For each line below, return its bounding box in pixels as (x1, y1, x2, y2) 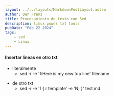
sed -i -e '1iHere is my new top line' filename (19, 70, 110, 76)
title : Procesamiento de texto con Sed (5, 16, 87, 21)
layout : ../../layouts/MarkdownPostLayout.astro (5, 7, 106, 12)
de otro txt (12, 80, 33, 86)
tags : (5, 30, 16, 35)
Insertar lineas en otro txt (5, 55, 58, 61)
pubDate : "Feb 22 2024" (5, 26, 54, 31)
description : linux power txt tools (5, 21, 80, 26)
